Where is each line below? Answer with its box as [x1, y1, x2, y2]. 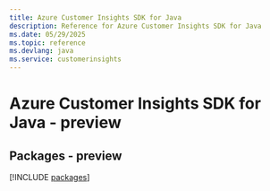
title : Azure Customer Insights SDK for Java [9, 13, 181, 22]
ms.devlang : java [9, 47, 74, 56]
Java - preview [9, 113, 122, 133]
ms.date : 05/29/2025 [9, 30, 87, 39]
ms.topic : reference [9, 38, 87, 48]
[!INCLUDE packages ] [9, 172, 90, 182]
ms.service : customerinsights [9, 55, 122, 64]
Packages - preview [9, 148, 122, 163]
